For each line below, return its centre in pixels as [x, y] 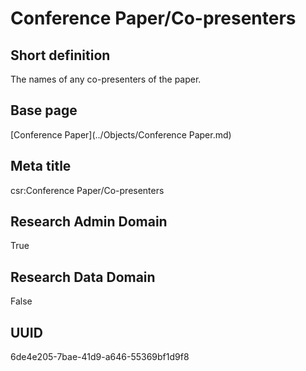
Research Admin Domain [89, 222]
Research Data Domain [83, 277]
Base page [44, 110]
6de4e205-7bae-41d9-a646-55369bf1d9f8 [100, 357]
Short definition [60, 55]
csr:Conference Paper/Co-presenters [87, 190]
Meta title [41, 166]
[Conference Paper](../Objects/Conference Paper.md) [121, 134]
